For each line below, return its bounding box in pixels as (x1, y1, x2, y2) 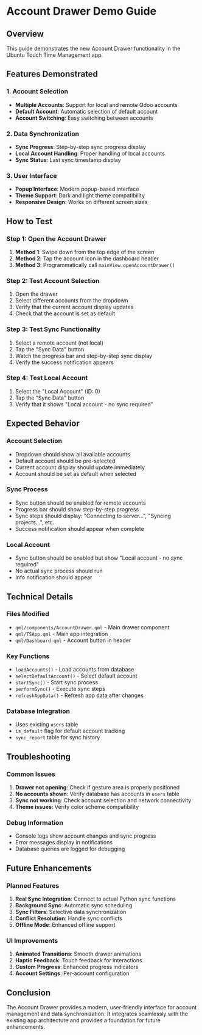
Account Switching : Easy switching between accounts (15, 114, 153, 122)
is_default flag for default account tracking (15, 727, 125, 734)
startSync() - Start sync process (15, 679, 99, 686)
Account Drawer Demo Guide (6, 4, 157, 18)
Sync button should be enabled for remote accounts (15, 499, 146, 507)
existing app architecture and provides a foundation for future (6, 1017, 161, 1024)
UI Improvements (6, 937, 58, 945)
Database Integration (6, 707, 70, 715)
